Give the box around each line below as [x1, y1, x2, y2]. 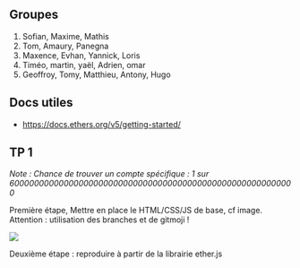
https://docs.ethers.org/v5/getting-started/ [21, 118, 182, 129]
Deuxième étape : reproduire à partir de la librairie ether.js [9, 248, 223, 259]
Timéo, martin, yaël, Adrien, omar [21, 59, 146, 70]
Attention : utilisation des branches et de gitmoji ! [9, 214, 190, 225]
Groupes [9, 7, 59, 22]
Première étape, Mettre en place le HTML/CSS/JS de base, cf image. [9, 205, 262, 216]
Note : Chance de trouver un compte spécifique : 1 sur [9, 169, 210, 179]
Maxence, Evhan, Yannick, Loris [21, 49, 141, 61]
